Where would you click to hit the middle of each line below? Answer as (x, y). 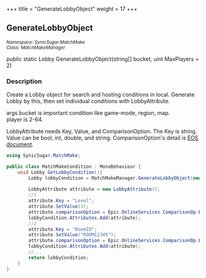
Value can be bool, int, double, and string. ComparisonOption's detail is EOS (102, 138)
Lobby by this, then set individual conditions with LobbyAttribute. (88, 101)
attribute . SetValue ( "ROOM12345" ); (72, 235)
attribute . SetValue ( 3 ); (59, 207)
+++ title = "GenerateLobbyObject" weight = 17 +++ (72, 9)
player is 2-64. (25, 119)
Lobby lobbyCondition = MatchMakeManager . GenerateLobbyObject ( (111, 178)
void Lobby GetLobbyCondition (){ (60, 172)
